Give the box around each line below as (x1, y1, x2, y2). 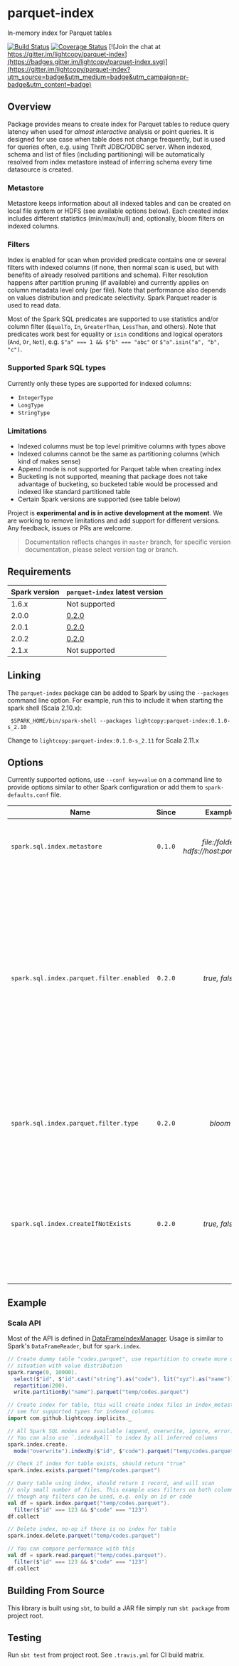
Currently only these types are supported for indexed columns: (7, 379, 192, 387)
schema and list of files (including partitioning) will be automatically (7, 150, 205, 158)
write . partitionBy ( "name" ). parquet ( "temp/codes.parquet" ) (14, 1388, 190, 1396)
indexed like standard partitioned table (17, 487, 131, 496)
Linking (7, 669, 41, 681)
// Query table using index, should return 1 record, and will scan (7, 1479, 215, 1487)
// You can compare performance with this (7, 1545, 135, 1553)
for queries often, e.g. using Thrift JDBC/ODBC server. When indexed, (7, 142, 213, 151)
